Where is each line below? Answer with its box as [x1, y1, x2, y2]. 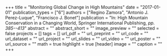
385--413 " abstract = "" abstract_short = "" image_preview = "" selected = [5, 25, 159, 31]
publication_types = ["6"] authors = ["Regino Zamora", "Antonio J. [12, 9, 148, 15]
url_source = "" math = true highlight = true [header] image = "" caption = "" [5, 41, 162, 47]
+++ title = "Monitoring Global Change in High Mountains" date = [5, 4, 139, 10]
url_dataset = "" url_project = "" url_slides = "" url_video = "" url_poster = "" [5, 36, 161, 42]
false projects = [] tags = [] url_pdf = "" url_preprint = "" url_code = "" [5, 31, 148, 36]
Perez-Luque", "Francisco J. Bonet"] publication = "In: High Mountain [5, 15, 148, 20]
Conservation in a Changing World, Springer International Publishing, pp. [5, 20, 155, 26]
